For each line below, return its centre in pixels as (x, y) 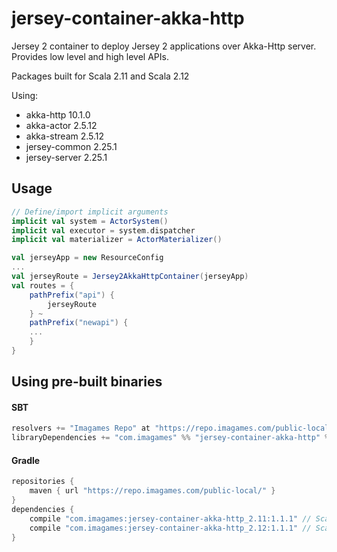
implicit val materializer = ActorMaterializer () (117, 240)
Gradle (26, 460)
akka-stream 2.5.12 (65, 136)
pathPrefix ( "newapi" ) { (79, 323)
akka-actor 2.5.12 (61, 125)
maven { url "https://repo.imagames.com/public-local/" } (152, 491)
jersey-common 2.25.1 (71, 146)
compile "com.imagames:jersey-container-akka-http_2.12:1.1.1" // (170, 528)
